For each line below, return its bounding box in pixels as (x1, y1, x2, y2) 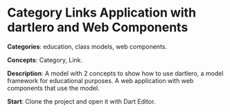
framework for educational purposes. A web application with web (7, 76, 194, 84)
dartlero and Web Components (7, 19, 188, 35)
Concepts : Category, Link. (7, 55, 83, 64)
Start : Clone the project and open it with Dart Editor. (7, 97, 156, 105)
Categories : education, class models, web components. (7, 42, 168, 50)
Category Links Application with (7, 5, 196, 21)
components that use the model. (7, 84, 100, 92)
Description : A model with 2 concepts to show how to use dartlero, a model (7, 69, 224, 77)
